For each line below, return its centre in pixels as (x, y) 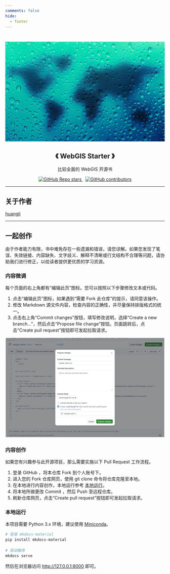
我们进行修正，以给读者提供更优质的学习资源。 (58, 261)
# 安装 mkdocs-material (30, 535)
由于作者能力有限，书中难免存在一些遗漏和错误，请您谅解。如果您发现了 (80, 249)
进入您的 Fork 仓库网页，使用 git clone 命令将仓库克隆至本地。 (77, 479)
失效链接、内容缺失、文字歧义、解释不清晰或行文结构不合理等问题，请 (87, 255)
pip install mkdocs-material (36, 540)
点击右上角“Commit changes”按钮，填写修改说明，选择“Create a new (85, 318)
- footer (19, 21)
